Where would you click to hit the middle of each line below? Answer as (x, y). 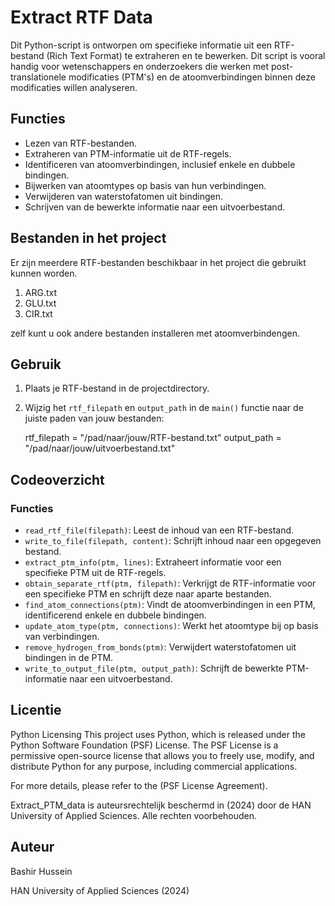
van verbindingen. (62, 637)
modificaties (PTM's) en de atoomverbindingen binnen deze (192, 77)
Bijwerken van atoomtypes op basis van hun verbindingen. (145, 185)
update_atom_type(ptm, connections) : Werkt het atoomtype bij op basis (171, 626)
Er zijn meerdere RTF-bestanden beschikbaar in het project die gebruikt (158, 262)
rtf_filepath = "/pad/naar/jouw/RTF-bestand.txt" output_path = (153, 438)
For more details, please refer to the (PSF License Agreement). (139, 785)
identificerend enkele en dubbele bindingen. (115, 615)
